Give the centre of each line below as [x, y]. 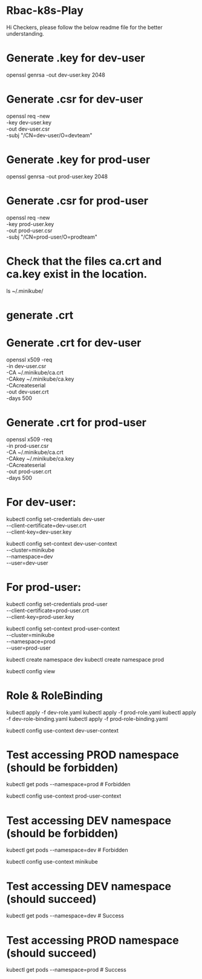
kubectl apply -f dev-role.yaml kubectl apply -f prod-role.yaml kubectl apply [101, 712]
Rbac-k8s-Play [45, 11]
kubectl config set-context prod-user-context [63, 628]
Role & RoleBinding [54, 695]
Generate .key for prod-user [78, 160]
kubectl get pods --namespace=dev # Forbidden [67, 850]
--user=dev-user [27, 563]
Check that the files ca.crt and [84, 261]
